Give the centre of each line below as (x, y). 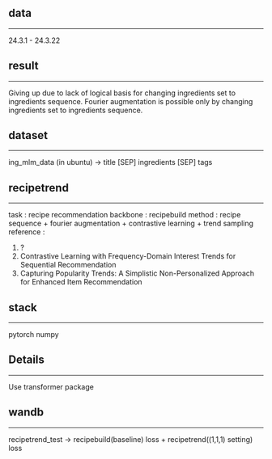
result (23, 66)
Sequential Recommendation (68, 265)
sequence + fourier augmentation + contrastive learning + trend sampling (131, 223)
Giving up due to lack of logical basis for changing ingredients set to (122, 93)
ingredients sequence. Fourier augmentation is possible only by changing (131, 101)
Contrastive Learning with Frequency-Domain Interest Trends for (128, 256)
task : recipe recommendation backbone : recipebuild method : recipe (125, 215)
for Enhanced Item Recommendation (81, 282)
